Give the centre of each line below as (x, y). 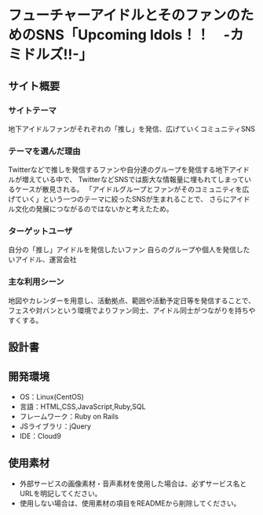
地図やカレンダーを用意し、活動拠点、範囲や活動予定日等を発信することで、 (132, 300)
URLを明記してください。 (60, 493)
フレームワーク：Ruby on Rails (69, 416)
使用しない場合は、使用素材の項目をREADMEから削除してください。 (130, 503)
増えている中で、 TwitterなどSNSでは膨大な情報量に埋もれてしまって (133, 180)
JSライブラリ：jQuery (55, 426)
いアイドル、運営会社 (42, 260)
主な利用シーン (36, 282)
